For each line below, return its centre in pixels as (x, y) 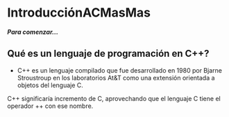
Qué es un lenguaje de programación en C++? (108, 54)
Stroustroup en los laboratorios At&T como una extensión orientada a (116, 78)
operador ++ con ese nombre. (50, 106)
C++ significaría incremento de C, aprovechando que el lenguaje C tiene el (114, 98)
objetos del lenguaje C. (50, 85)
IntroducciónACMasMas (79, 13)
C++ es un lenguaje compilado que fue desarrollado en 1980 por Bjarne (119, 70)
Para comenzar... (33, 32)
